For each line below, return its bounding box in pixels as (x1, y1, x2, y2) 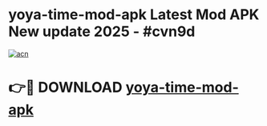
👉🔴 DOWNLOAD (8, 78, 123, 96)
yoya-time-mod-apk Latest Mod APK (8, 6, 260, 24)
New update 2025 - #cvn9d (8, 22, 196, 41)
